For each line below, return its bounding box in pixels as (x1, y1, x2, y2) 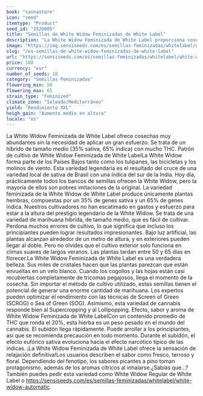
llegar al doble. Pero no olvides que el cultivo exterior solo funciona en (6, 242, 182, 249)
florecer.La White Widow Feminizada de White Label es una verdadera (6, 255, 181, 262)
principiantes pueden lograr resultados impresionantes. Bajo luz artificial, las (6, 229, 197, 236)
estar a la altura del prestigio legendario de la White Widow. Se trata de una (6, 210, 194, 217)
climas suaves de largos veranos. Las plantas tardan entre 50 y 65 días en (6, 248, 191, 256)
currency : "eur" (6, 65, 47, 71)
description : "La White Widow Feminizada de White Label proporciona (6, 37, 185, 43)
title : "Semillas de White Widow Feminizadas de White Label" (6, 31, 166, 38)
